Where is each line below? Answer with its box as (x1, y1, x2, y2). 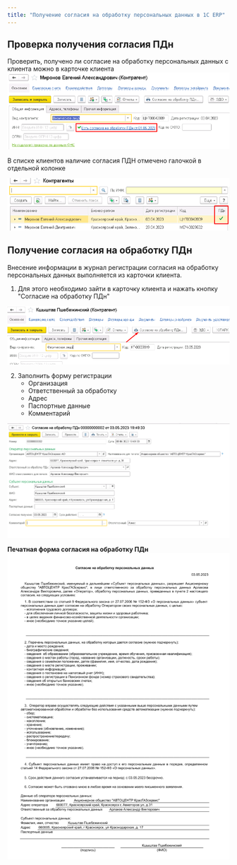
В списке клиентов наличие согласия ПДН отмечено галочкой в (7, 156, 202, 165)
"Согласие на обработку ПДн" (17, 292, 110, 300)
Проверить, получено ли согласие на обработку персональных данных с (7, 57, 229, 66)
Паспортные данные (28, 401, 90, 410)
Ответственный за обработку (28, 387, 118, 395)
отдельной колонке (7, 164, 66, 172)
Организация (28, 379, 68, 388)
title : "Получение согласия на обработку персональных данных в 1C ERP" (7, 11, 226, 18)
